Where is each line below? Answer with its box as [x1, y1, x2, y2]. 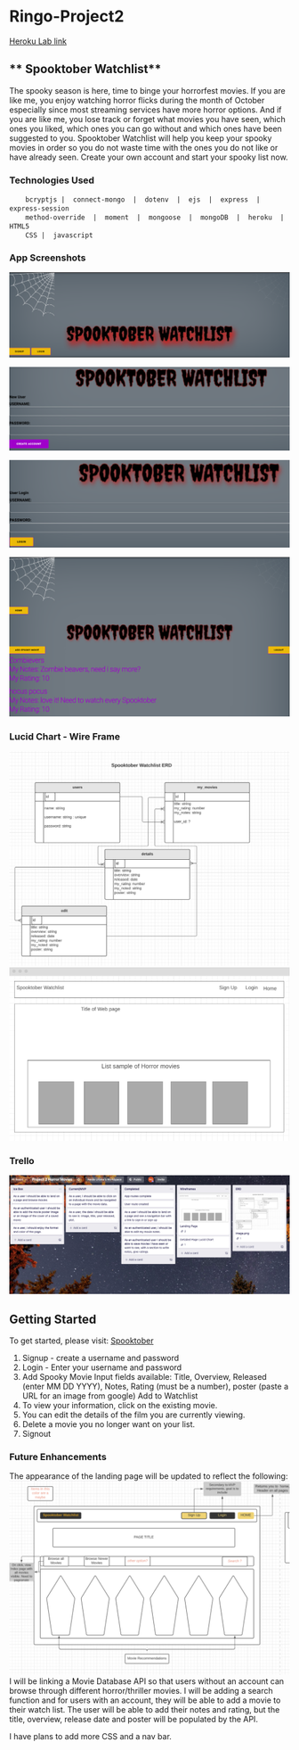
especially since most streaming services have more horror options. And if [9, 104, 282, 115]
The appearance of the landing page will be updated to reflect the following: [9, 1471, 288, 1482]
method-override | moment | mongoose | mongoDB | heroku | [25, 213, 285, 222]
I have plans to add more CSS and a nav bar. [9, 1730, 172, 1741]
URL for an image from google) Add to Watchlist [21, 1391, 198, 1401]
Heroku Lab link [9, 36, 67, 46]
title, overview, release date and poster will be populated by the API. [9, 1713, 258, 1724]
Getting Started [9, 1311, 97, 1326]
